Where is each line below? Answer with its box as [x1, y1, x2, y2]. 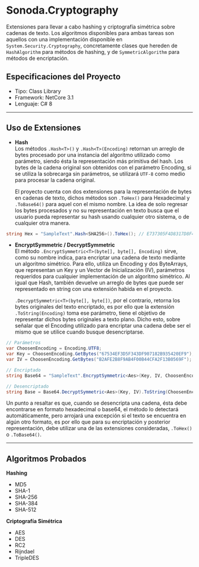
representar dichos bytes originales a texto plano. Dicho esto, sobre [14, 316, 181, 323]
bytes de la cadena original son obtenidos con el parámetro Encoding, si [14, 164, 191, 171]
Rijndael [14, 548, 34, 555]
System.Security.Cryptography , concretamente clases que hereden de [6, 42, 178, 49]
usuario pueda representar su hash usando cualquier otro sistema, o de [14, 213, 190, 220]
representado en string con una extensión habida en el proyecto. [14, 286, 173, 293]
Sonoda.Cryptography [6, 4, 118, 17]
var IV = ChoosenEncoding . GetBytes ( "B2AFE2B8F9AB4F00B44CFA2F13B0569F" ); [6, 357, 192, 363]
